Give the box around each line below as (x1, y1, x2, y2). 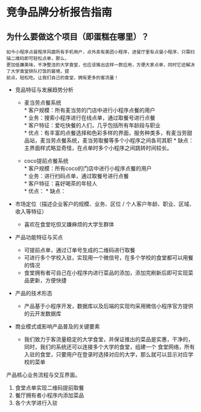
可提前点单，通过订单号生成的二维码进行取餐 (24, 246, 136, 253)
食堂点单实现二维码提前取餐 (14, 384, 85, 391)
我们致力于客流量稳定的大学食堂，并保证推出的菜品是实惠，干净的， (24, 336, 194, 342)
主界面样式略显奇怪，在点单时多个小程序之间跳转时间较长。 (24, 145, 173, 151)
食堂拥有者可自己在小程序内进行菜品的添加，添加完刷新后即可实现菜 (24, 269, 194, 276)
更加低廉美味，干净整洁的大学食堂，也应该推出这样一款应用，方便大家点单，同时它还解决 (6, 62, 195, 68)
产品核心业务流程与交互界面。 (6, 371, 80, 378)
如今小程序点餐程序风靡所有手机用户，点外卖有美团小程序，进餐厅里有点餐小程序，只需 (6, 49, 191, 55)
